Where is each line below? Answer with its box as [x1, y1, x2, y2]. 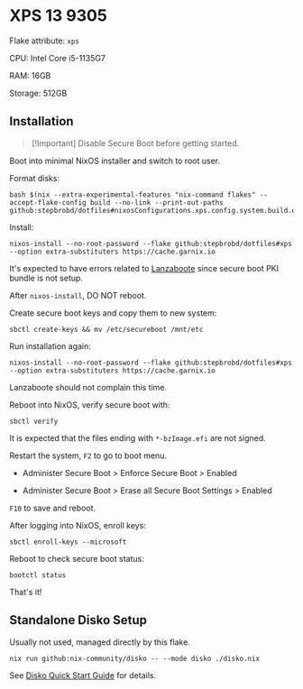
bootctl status [9, 570, 67, 580]
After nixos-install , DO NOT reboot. [9, 289, 147, 300]
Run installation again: [9, 340, 92, 352]
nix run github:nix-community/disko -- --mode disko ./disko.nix [9, 654, 260, 663]
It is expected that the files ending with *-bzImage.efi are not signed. [9, 432, 266, 443]
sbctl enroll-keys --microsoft [9, 537, 127, 547]
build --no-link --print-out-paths [89, 198, 224, 207]
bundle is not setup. [9, 272, 84, 283]
